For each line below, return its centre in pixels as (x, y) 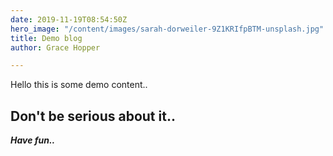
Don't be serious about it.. (93, 116)
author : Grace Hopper (55, 47)
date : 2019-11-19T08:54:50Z (69, 19)
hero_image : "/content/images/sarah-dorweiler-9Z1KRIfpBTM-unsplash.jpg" (167, 29)
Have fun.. (33, 140)
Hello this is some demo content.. (79, 85)
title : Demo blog (46, 38)
